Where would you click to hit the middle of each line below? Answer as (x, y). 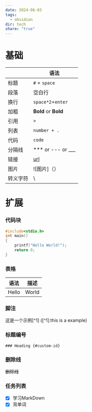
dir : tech (16, 24)
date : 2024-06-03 (24, 10)
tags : (11, 15)
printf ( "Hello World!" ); (41, 245)
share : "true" (20, 29)
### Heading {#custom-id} (33, 346)
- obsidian (21, 19)
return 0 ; (25, 250)
